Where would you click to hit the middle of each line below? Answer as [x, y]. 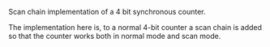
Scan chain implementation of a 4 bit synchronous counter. [107, 12]
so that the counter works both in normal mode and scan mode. [115, 36]
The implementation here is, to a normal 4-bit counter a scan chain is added [135, 27]
